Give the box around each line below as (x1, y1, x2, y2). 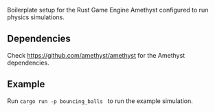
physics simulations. (7, 13, 65, 21)
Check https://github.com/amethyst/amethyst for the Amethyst (7, 51, 185, 59)
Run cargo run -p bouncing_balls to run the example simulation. (7, 96, 194, 105)
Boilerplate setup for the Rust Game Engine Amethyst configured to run (7, 6, 209, 14)
